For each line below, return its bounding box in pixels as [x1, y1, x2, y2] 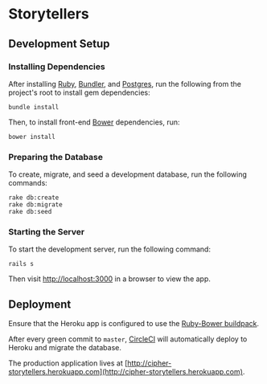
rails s [8, 260, 35, 268]
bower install [8, 133, 56, 141]
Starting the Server [8, 227, 85, 238]
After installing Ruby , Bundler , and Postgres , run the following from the [8, 79, 241, 88]
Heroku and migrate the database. [8, 343, 122, 353]
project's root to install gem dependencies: [8, 88, 150, 97]
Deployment [8, 297, 72, 311]
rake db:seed [8, 208, 52, 216]
